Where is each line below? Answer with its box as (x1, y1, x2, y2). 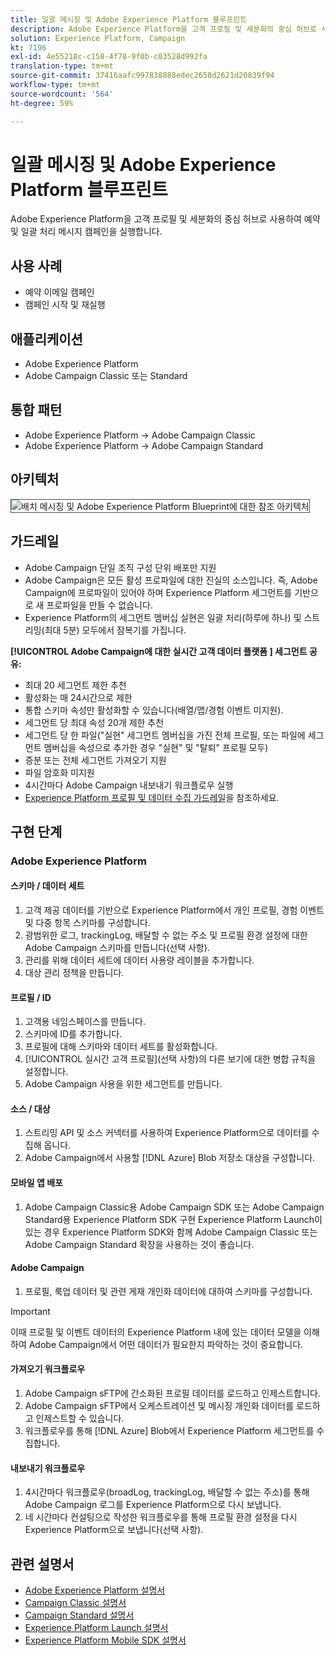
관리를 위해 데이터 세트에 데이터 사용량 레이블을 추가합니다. (24, 954, 255, 966)
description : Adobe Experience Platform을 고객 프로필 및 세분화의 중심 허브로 (10, 24, 318, 34)
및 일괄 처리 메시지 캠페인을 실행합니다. (10, 226, 163, 238)
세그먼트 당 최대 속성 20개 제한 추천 (24, 716, 165, 728)
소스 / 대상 (10, 1102, 51, 1115)
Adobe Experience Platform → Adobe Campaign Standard (24, 439, 264, 451)
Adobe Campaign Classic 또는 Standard (24, 370, 188, 382)
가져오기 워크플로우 (10, 1363, 86, 1375)
